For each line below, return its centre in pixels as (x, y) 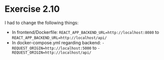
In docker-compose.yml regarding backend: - (58, 42)
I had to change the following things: (42, 23)
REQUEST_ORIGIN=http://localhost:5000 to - (56, 48)
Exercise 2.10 (32, 9)
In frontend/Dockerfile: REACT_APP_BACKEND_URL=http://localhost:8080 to (85, 32)
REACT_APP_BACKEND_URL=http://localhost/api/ (59, 38)
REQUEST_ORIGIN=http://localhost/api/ (51, 53)
